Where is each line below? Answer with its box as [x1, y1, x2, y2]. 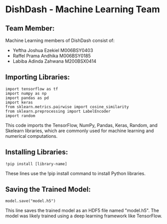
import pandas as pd [5, 95, 50, 101]
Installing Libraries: [5, 148, 68, 157]
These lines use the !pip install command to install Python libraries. [5, 170, 146, 177]
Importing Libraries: [5, 73, 70, 82]
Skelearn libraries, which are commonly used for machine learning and [5, 128, 154, 134]
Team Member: [5, 24, 55, 33]
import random [5, 113, 36, 118]
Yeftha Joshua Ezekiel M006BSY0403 [12, 47, 93, 53]
